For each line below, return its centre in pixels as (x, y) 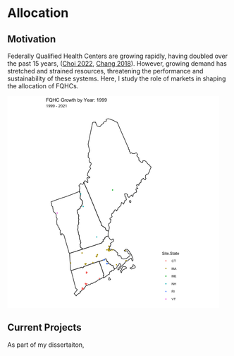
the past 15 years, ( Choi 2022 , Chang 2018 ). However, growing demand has (117, 64)
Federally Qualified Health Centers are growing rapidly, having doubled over (117, 56)
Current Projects (44, 327)
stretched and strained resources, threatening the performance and (105, 71)
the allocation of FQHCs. (43, 86)
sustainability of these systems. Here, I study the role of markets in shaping (117, 78)
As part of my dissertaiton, (46, 345)
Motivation (32, 39)
